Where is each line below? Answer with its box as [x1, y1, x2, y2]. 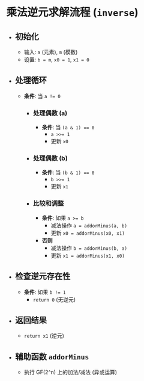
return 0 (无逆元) [32, 296, 76, 303]
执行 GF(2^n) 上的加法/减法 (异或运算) [23, 368, 117, 376]
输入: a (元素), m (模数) [23, 49, 78, 55]
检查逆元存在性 [14, 271, 71, 282]
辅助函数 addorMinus [14, 352, 89, 362]
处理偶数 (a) [32, 109, 68, 117]
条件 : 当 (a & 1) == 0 [41, 124, 95, 131]
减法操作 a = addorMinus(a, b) [50, 221, 128, 229]
